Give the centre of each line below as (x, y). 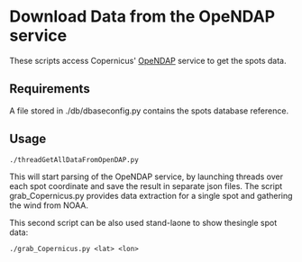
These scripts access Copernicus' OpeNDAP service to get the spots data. (148, 60)
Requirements (50, 89)
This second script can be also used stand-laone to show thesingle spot (143, 222)
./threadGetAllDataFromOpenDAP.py (74, 159)
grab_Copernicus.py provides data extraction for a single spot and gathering (151, 195)
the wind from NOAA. (49, 205)
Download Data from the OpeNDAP (142, 17)
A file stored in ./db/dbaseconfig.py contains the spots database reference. (149, 111)
